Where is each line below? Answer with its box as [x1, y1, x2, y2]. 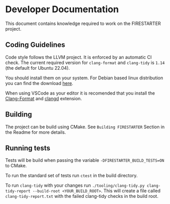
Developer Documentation [5, 4, 119, 15]
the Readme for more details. [5, 129, 66, 135]
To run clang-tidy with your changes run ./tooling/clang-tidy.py [5, 182, 145, 189]
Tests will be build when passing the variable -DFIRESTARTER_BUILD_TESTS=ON [5, 157, 164, 163]
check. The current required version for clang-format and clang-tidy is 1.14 [5, 60, 165, 66]
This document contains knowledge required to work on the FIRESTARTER [5, 20, 161, 26]
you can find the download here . [5, 80, 74, 86]
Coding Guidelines [5, 41, 65, 49]
